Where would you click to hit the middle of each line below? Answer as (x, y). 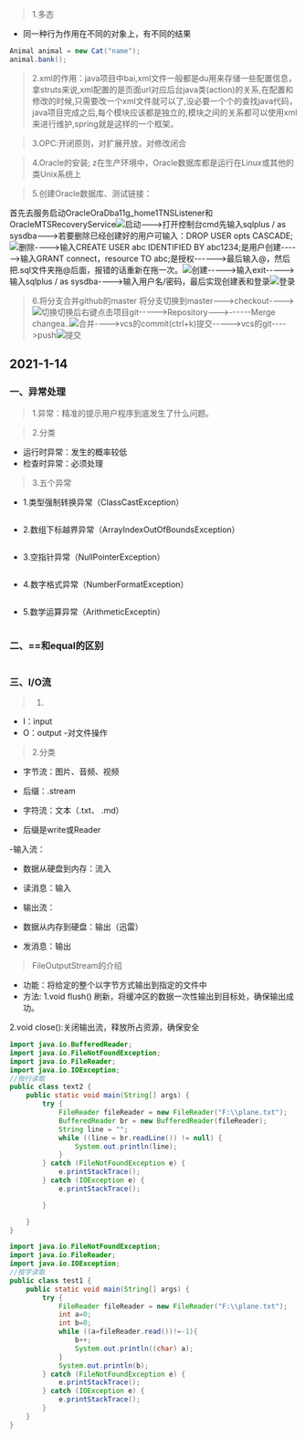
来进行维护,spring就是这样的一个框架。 (105, 123)
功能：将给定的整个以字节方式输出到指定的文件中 (115, 985)
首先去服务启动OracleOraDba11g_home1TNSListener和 (111, 213)
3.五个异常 (52, 483)
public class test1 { (51, 1281)
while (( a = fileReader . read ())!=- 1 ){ (128, 1332)
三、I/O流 (31, 682)
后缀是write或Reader (62, 830)
